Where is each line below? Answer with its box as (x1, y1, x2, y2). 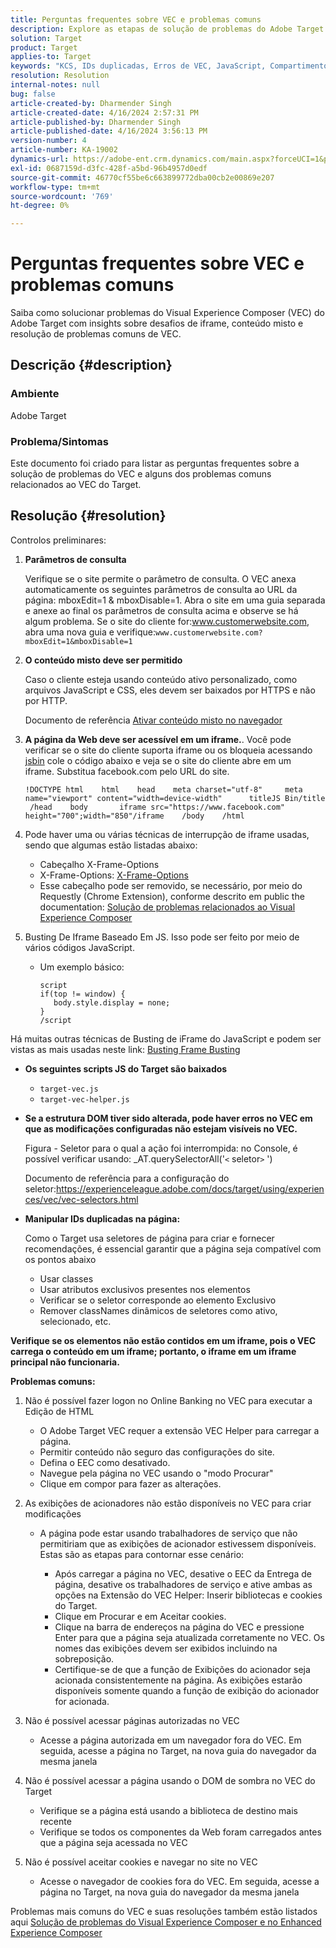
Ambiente (10, 387, 60, 401)
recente (39, 1815, 72, 1827)
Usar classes (39, 1272, 94, 1285)
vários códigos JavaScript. (24, 941, 135, 953)
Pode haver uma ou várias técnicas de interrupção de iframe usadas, (24, 828, 310, 840)
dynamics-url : (10, 154, 70, 164)
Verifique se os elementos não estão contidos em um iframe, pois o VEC (10, 1334, 317, 1346)
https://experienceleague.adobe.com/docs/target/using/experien (56, 1182, 325, 1195)
